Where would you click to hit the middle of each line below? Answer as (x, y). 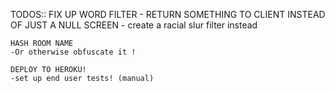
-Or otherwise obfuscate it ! (73, 52)
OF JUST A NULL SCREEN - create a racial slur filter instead (134, 25)
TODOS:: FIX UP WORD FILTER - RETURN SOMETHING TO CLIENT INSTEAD (168, 14)
